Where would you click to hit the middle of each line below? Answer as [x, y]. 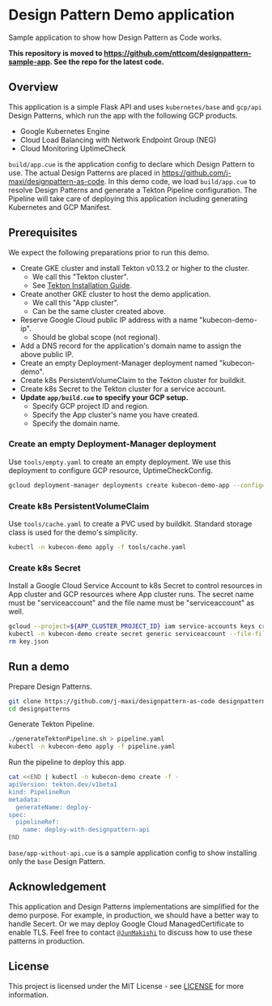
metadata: [25, 800]
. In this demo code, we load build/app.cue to [180, 181]
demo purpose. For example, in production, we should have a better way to [134, 915]
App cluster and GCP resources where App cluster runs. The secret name [131, 595]
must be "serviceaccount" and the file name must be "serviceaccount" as [132, 603]
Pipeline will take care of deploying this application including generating [128, 198]
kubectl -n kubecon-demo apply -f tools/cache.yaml [97, 548]
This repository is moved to [55, 53]
